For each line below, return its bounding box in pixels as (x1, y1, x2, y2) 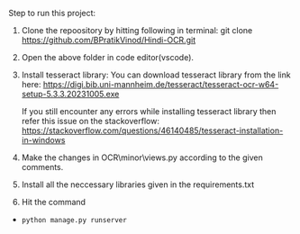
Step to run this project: (8, 8, 96, 18)
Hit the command (21, 197, 86, 207)
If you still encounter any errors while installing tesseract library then (21, 106, 277, 116)
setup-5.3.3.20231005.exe (21, 89, 120, 99)
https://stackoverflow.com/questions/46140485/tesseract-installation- (21, 125, 284, 136)
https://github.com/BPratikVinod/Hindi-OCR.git (21, 35, 195, 45)
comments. (21, 162, 64, 172)
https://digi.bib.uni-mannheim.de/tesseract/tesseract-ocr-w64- (42, 79, 279, 89)
